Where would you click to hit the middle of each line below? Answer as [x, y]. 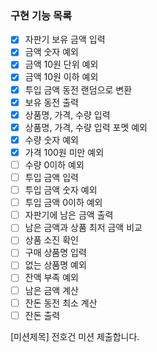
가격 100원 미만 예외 [64, 152]
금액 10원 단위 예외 [61, 64]
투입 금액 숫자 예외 [61, 190]
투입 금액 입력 [51, 177]
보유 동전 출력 [51, 102]
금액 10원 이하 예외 [61, 77]
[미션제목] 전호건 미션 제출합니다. [75, 336]
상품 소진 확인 [51, 240]
